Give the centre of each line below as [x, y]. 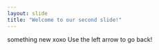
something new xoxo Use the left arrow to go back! [80, 39]
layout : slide [28, 13]
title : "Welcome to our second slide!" [65, 20]
